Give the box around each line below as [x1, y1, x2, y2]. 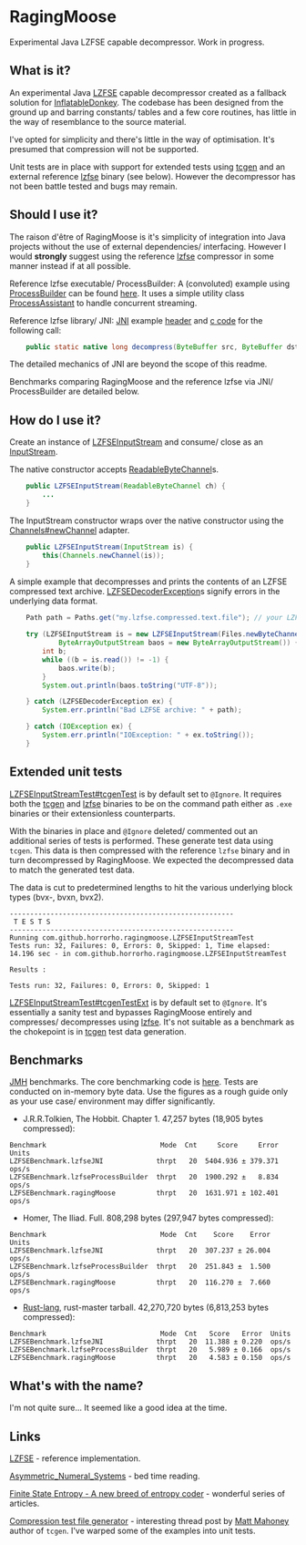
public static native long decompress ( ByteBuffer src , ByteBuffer [25, 342, 283, 352]
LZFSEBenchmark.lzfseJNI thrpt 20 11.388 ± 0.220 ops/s [9, 1337, 291, 1346]
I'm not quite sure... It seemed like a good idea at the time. [9, 1402, 228, 1414]
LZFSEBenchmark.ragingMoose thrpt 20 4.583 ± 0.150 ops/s [9, 1354, 291, 1363]
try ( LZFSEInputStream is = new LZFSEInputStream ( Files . [25, 630, 247, 639]
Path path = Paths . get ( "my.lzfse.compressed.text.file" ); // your [25, 613, 283, 622]
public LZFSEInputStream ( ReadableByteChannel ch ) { [25, 481, 226, 491]
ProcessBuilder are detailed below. [9, 386, 139, 397]
